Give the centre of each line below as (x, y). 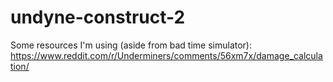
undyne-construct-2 (98, 17)
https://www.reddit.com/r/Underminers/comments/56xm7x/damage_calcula (166, 55)
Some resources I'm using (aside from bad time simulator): (131, 45)
